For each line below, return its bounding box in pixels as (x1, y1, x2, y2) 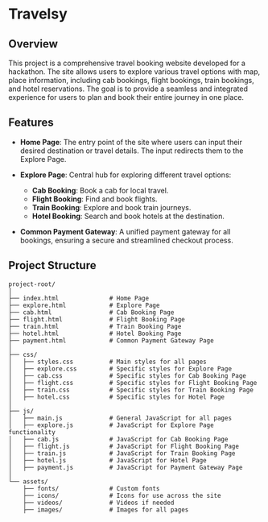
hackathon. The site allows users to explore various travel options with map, (8, 67, 261, 77)
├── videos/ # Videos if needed (23, 499, 175, 507)
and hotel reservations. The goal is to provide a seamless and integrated (8, 84, 248, 93)
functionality (8, 428, 56, 436)
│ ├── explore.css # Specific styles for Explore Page (8, 364, 232, 373)
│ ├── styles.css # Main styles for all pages (8, 358, 207, 366)
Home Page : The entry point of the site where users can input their (19, 137, 243, 147)
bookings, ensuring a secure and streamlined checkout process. (19, 235, 233, 245)
